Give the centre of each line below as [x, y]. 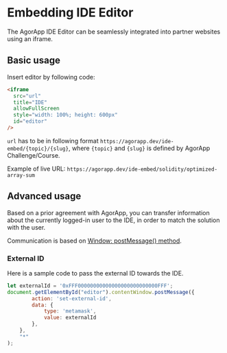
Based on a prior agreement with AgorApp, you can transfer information [109, 212]
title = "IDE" [31, 102]
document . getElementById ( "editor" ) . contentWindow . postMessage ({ [101, 292]
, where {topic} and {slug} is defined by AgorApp [139, 148]
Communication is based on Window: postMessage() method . [94, 241]
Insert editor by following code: [51, 77]
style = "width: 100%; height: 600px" [65, 115]
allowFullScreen [36, 109]
